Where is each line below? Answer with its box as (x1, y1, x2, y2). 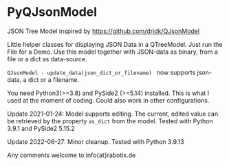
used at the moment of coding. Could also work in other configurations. (7, 96, 210, 104)
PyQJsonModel (7, 4, 98, 20)
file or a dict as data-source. (7, 54, 87, 63)
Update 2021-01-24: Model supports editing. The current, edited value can (7, 110, 219, 118)
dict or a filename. (28, 75, 80, 83)
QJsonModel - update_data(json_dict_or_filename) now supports (7, 68, 196, 76)
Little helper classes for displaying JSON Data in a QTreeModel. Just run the (7, 40, 223, 48)
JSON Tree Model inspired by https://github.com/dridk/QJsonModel (7, 27, 200, 35)
